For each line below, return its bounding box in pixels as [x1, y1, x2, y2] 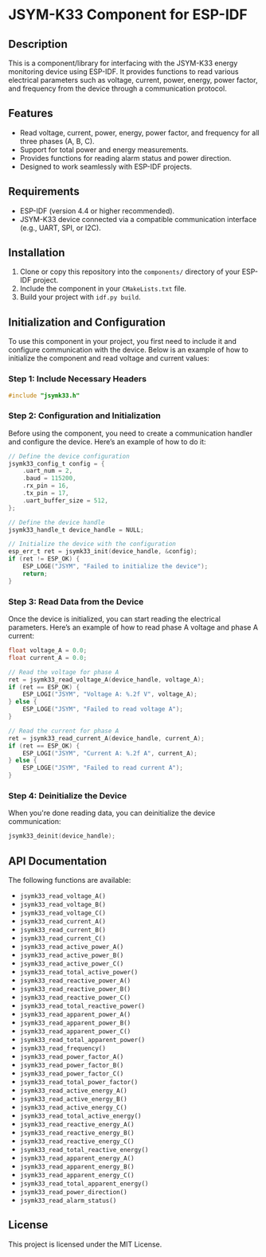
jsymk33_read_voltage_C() [19, 909, 106, 917]
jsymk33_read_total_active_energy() [19, 1112, 142, 1120]
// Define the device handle [8, 518, 105, 526]
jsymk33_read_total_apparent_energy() [19, 1180, 149, 1188]
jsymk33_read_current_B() [19, 926, 106, 934]
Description [8, 37, 68, 51]
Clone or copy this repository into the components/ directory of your [19, 267, 241, 276]
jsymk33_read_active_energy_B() [19, 1095, 127, 1103]
